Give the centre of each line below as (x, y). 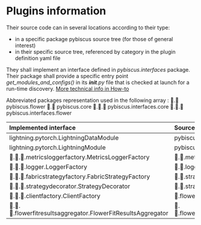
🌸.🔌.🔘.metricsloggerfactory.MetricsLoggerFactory (79, 157)
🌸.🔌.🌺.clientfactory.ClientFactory (55, 196)
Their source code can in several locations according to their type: (88, 27)
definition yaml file (38, 58)
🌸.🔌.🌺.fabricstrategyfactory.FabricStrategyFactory (80, 176)
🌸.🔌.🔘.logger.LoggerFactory (48, 167)
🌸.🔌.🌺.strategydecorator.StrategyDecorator (70, 186)
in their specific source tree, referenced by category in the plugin (95, 51)
